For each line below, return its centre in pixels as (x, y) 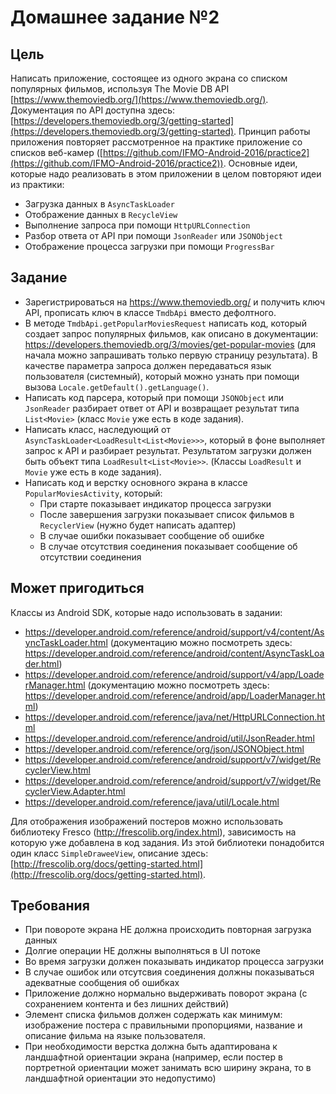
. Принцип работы (272, 131)
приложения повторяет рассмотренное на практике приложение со (156, 142)
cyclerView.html (57, 770)
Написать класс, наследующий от (97, 429)
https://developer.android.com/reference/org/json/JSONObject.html (164, 748)
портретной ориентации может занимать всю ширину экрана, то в (168, 1068)
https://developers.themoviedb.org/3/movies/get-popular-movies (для (170, 344)
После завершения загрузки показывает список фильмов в (167, 514)
